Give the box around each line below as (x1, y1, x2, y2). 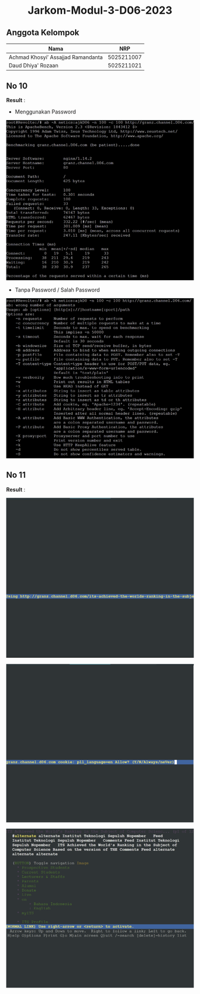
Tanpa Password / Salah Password (14, 286, 100, 293)
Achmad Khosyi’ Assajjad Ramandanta (8, 53, 103, 60)
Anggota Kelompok (6, 27, 79, 38)
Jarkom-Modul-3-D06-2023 (27, 4, 173, 17)
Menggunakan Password (14, 108, 76, 115)
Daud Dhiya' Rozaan (8, 62, 58, 69)
